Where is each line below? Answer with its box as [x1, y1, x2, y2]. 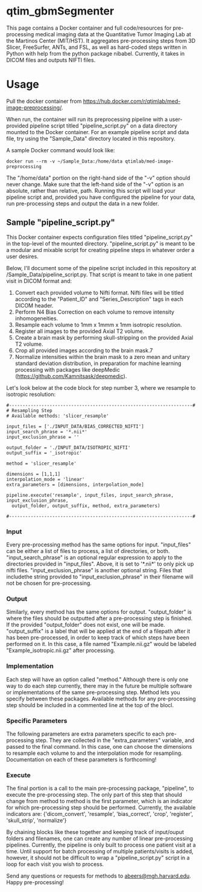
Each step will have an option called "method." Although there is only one [6, 676, 189, 683]
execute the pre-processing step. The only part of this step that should [6, 791, 183, 798]
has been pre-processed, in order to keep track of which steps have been [6, 634, 190, 641]
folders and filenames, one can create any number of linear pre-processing [6, 835, 194, 842]
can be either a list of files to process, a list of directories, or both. [6, 547, 170, 554]
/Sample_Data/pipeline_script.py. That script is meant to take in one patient [6, 271, 193, 278]
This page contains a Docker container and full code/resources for [6, 24, 172, 31]
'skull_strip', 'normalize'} [6, 817, 67, 824]
